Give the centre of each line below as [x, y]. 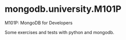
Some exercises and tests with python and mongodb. [59, 32]
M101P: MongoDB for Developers [39, 23]
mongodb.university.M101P [63, 9]
